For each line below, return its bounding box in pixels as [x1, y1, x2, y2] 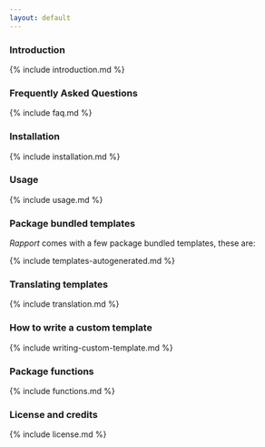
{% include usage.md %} [9, 194, 103, 205]
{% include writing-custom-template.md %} [9, 342, 174, 353]
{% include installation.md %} [9, 151, 121, 162]
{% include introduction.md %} [9, 64, 125, 75]
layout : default [9, 13, 71, 23]
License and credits [9, 408, 98, 421]
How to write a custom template [9, 321, 152, 334]
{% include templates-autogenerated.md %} [9, 256, 175, 267]
